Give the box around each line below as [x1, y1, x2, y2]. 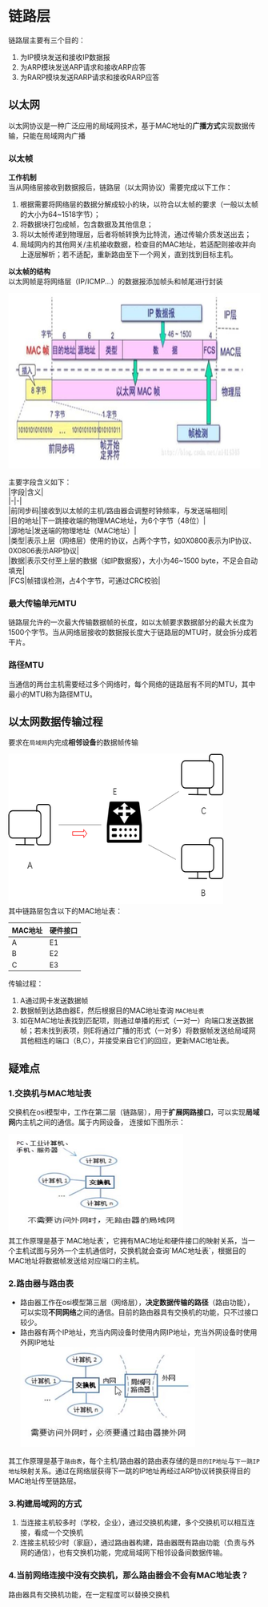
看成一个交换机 [34, 1528, 84, 1537]
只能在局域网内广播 [22, 131, 86, 140]
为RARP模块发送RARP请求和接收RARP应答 [19, 72, 160, 82]
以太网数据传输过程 [8, 715, 103, 729]
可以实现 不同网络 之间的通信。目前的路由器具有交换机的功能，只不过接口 [19, 1308, 258, 1317]
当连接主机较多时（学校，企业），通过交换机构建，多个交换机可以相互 [19, 1518, 248, 1528]
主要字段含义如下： [8, 477, 72, 487]
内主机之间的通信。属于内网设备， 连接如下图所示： [15, 1117, 186, 1127]
